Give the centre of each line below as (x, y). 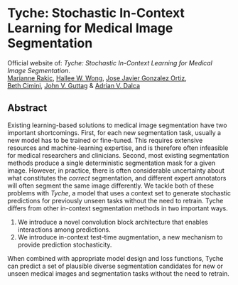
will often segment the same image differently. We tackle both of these (111, 185)
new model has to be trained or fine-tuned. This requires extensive (105, 140)
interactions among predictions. (64, 230)
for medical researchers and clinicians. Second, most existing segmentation (118, 155)
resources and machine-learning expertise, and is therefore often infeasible (118, 148)
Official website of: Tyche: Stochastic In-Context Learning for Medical (110, 63)
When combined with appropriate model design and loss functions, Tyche (115, 258)
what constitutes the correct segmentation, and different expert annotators (117, 178)
